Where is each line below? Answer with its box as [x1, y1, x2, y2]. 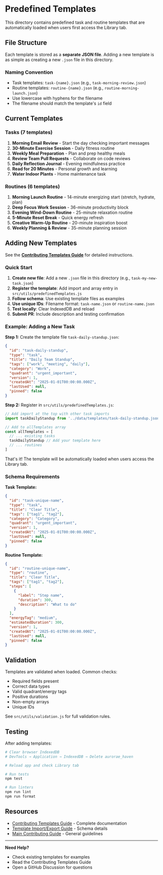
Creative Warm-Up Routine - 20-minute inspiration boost [12, 220, 128, 226]
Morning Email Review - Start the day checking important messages [12, 140, 150, 146]
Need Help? [5, 844, 29, 850]
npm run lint [5, 790, 32, 794]
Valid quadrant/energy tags [12, 689, 67, 695]
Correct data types [12, 683, 50, 689]
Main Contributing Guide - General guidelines [12, 830, 103, 836]
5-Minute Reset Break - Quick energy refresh [12, 215, 104, 221]
